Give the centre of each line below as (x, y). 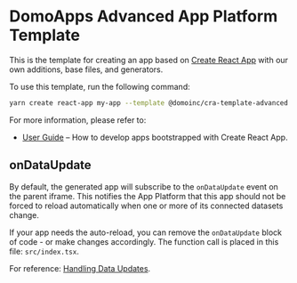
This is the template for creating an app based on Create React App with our (149, 60)
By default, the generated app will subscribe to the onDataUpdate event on (144, 186)
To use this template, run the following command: (100, 86)
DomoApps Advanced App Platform (144, 16)
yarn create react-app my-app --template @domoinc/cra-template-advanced (149, 103)
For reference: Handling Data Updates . (80, 268)
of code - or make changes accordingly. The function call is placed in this (144, 241)
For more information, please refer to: (78, 120)
